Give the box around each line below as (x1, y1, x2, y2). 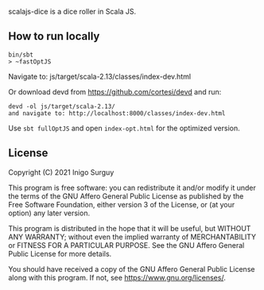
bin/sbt (8, 51, 34, 59)
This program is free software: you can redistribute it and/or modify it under (8, 183, 256, 192)
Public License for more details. (8, 249, 112, 258)
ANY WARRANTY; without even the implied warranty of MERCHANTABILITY (8, 232, 257, 242)
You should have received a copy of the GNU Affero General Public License (8, 264, 255, 273)
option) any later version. (8, 208, 90, 218)
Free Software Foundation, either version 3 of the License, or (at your (8, 199, 235, 209)
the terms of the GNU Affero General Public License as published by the (8, 191, 244, 201)
